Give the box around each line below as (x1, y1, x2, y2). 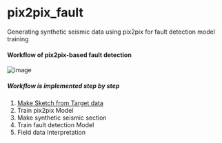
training (7, 34, 29, 43)
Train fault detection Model (17, 121, 94, 129)
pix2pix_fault (7, 5, 84, 21)
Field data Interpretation (17, 129, 86, 137)
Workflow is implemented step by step (7, 81, 120, 90)
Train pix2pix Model (17, 107, 74, 115)
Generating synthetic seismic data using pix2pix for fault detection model (7, 27, 216, 36)
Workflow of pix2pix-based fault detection (7, 50, 132, 59)
